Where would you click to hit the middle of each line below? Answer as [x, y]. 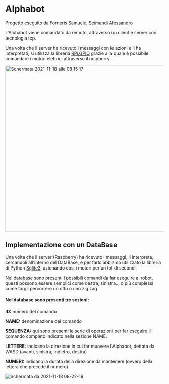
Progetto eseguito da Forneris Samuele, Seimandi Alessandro [69, 23]
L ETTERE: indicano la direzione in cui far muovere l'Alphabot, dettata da [80, 346]
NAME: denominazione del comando [44, 321]
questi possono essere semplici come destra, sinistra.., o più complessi [79, 283]
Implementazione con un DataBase [61, 245]
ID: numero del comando [31, 311]
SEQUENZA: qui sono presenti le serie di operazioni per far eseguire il [78, 331]
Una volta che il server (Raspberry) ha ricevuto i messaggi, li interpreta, [79, 257]
